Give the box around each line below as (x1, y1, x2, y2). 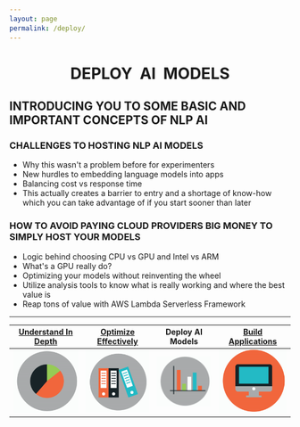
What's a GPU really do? (21, 260, 112, 271)
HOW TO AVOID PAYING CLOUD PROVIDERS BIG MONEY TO (9, 219, 273, 232)
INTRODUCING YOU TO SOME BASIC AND (9, 99, 246, 114)
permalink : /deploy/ (9, 23, 87, 33)
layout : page (9, 14, 58, 23)
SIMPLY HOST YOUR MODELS (9, 231, 141, 243)
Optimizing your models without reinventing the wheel (21, 270, 221, 281)
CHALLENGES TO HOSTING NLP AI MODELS (9, 139, 204, 152)
